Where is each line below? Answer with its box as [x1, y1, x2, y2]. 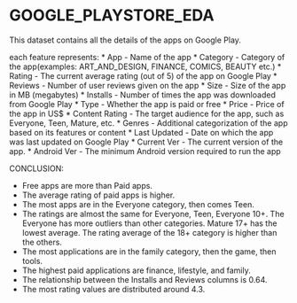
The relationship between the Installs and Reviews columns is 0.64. [21, 274, 268, 284]
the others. [21, 237, 62, 247]
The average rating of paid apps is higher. [21, 190, 176, 200]
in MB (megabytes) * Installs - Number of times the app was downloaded [9, 89, 277, 100]
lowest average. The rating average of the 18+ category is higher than [21, 227, 277, 237]
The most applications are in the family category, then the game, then [21, 245, 277, 257]
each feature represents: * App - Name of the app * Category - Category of [9, 51, 285, 62]
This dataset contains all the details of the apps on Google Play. [9, 35, 242, 45]
